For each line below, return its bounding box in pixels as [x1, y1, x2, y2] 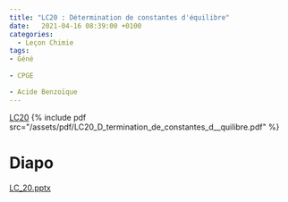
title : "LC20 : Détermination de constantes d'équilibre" [9, 13, 230, 22]
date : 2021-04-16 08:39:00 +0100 [9, 21, 142, 30]
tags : [9, 46, 30, 55]
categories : [9, 29, 54, 38]
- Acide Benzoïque [9, 87, 78, 97]
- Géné [9, 55, 34, 63]
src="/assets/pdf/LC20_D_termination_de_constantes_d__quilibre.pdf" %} [9, 122, 280, 132]
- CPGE [9, 72, 34, 80]
